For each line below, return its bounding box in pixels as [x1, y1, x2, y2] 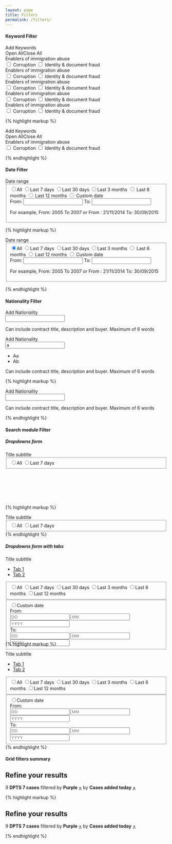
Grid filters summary [5, 756, 51, 762]
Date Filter [5, 167, 28, 173]
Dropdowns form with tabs [5, 543, 64, 550]
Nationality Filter [5, 298, 42, 304]
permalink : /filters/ [5, 17, 52, 22]
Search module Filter [5, 427, 51, 433]
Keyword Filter [5, 33, 37, 39]
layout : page [5, 7, 33, 13]
